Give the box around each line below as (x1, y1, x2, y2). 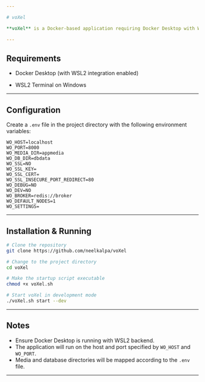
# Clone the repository (6, 242, 67, 248)
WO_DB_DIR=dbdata (6, 155, 51, 162)
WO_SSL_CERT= (6, 172, 40, 178)
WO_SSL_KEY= (6, 166, 37, 172)
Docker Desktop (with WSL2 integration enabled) (15, 70, 139, 77)
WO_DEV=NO (6, 188, 32, 194)
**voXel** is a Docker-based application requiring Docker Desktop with (6, 25, 195, 31)
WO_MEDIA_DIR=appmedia (6, 150, 64, 156)
